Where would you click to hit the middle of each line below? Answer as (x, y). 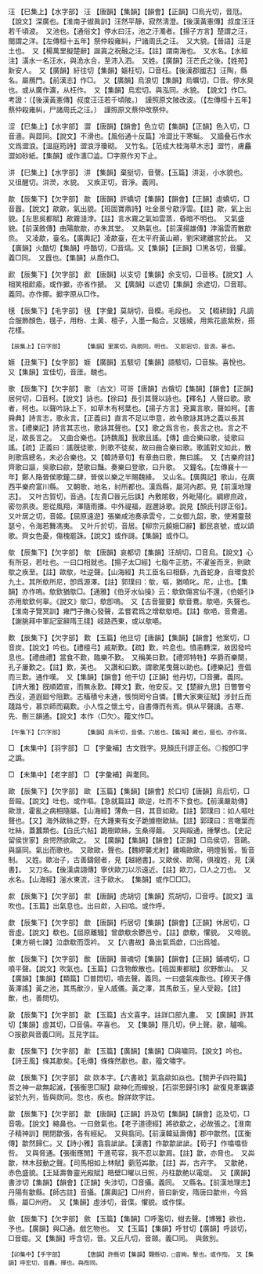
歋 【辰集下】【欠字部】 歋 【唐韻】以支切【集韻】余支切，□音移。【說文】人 (131, 274)
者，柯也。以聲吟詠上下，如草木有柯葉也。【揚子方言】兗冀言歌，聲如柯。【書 (131, 408)
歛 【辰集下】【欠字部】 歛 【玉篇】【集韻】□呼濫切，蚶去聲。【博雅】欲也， (129, 1219)
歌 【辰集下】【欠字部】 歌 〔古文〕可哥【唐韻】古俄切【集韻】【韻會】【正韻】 (131, 388)
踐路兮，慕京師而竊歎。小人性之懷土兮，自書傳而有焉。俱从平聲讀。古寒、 (128, 706)
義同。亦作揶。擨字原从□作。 (56, 294)
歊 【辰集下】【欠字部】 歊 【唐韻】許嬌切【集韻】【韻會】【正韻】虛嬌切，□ (129, 199)
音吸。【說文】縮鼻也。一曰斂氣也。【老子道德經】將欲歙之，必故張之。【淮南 (130, 1123)
